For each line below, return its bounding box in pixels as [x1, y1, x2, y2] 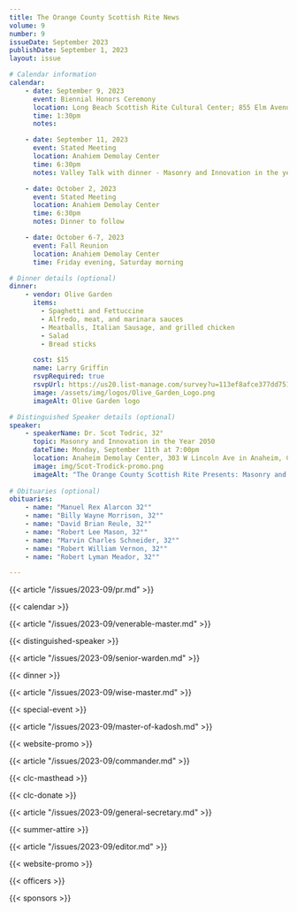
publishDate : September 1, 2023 [9, 46, 128, 55]
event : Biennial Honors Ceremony [32, 95, 156, 103]
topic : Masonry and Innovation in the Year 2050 [32, 437, 216, 447]
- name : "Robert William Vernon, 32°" [25, 544, 168, 553]
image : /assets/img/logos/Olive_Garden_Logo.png [32, 388, 216, 397]
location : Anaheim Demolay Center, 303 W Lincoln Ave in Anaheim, [32, 454, 283, 463]
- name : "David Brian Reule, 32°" [25, 519, 152, 528]
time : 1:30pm [32, 111, 81, 120]
